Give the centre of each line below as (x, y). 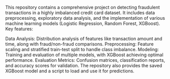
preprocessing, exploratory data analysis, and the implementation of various (85, 18)
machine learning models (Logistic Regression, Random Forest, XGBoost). (83, 23)
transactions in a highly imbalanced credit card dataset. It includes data (80, 13)
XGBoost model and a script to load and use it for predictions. (70, 71)
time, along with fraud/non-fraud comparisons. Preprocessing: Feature (79, 44)
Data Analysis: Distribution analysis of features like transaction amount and (84, 38)
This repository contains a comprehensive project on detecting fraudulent (83, 7)
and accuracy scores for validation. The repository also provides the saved (84, 66)
